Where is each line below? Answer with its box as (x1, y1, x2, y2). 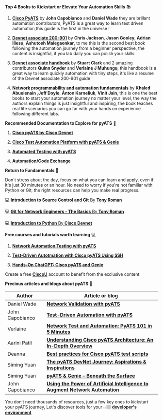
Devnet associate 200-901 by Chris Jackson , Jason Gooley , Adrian (12, 35, 151, 40)
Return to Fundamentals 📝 (5, 168, 59, 173)
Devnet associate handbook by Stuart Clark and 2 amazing (12, 60, 133, 66)
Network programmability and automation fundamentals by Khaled (12, 85, 150, 91)
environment (5, 410, 32, 415)
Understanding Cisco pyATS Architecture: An (46, 337, 154, 343)
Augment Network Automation (46, 386, 119, 393)
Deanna (7, 350, 25, 357)
